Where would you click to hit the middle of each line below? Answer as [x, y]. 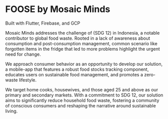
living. [11, 111]
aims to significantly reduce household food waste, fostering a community [82, 100]
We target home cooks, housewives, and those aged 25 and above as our [82, 89]
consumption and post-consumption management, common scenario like [81, 43]
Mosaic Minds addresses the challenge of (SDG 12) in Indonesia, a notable [82, 33]
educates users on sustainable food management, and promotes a [74, 74]
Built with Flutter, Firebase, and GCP [43, 23]
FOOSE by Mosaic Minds [58, 9]
